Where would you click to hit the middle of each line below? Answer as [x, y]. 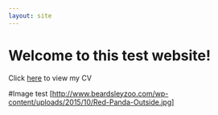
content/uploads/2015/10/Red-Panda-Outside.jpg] [91, 102]
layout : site [30, 16]
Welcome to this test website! [110, 55]
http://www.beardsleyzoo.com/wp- [110, 93]
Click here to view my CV [50, 78]
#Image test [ [31, 93]
